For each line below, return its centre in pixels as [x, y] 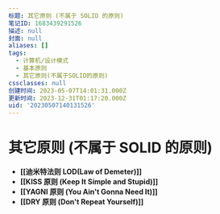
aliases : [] [28, 46]
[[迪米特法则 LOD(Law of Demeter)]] [81, 172]
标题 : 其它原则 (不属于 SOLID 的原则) [66, 16]
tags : [17, 53]
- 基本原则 [31, 68]
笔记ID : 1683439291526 [45, 23]
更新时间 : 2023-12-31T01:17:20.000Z [67, 98]
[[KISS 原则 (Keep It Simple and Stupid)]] [89, 182]
